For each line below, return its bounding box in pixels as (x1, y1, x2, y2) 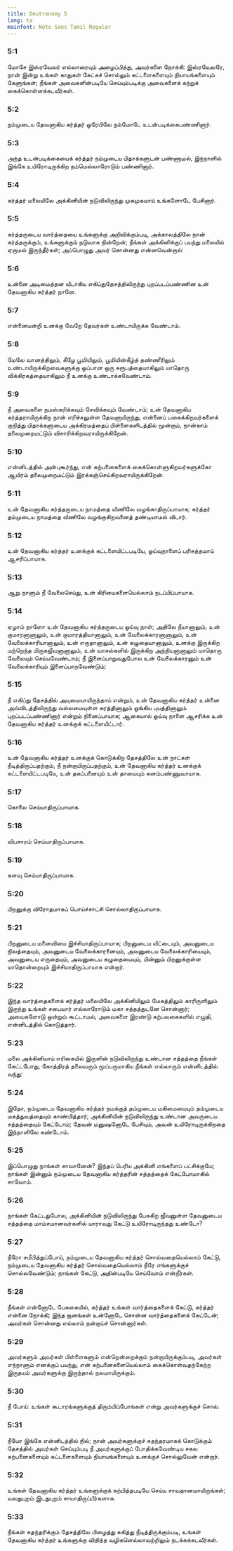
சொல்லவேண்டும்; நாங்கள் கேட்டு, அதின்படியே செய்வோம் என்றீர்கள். (7, 1269, 194, 1277)
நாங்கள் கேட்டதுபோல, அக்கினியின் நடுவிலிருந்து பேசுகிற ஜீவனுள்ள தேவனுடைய (7, 1211, 222, 1219)
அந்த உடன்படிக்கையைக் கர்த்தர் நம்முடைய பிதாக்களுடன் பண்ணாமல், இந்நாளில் (7, 154, 222, 162)
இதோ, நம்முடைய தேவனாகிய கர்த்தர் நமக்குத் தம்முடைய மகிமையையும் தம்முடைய (7, 1104, 223, 1112)
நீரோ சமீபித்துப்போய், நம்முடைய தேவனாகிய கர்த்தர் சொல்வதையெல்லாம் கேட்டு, (7, 1253, 221, 1262)
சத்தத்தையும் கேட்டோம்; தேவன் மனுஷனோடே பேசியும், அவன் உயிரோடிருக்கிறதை (7, 1120, 226, 1128)
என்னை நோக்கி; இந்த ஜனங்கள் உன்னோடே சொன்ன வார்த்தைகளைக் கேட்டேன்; (7, 1311, 219, 1319)
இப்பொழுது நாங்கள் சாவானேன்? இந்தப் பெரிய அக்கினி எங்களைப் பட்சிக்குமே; (7, 1161, 215, 1170)
